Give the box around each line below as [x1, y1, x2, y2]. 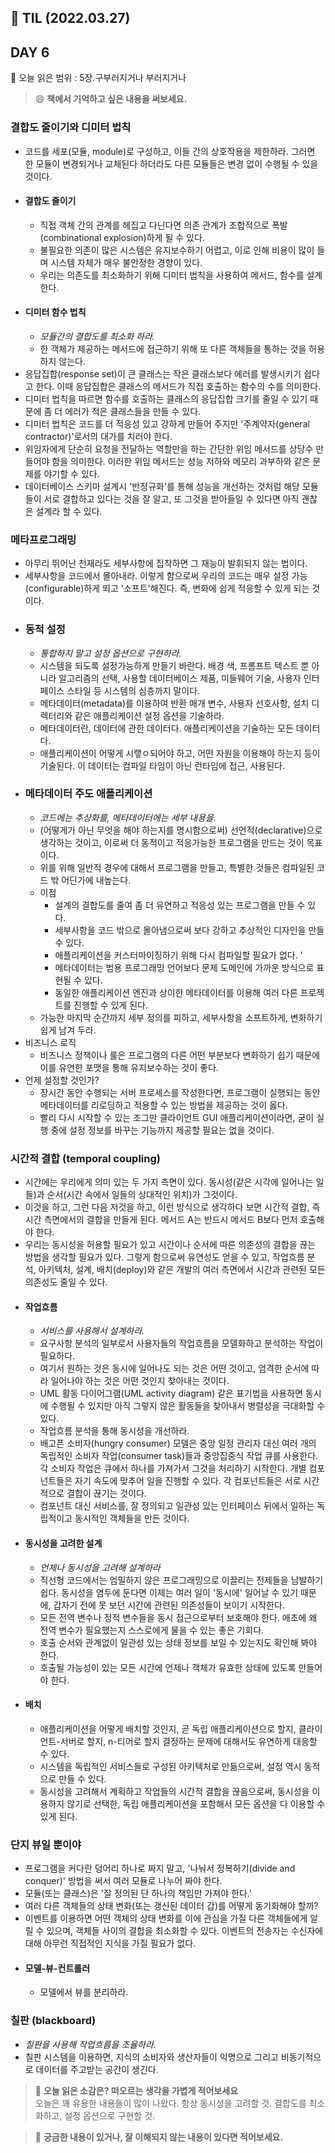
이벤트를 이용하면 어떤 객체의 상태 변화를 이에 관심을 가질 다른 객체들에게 [24, 1912, 308, 1924]
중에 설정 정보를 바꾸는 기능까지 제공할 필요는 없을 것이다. [50, 1124, 275, 1136]
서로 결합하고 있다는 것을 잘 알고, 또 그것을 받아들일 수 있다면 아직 [43, 492, 300, 505]
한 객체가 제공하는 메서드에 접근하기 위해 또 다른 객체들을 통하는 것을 [39, 342, 307, 355]
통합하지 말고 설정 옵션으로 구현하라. [39, 647, 182, 659]
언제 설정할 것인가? [24, 1074, 100, 1086]
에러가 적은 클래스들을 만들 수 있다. [64, 405, 202, 417]
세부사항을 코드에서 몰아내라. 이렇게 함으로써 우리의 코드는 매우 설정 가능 [24, 570, 308, 582]
